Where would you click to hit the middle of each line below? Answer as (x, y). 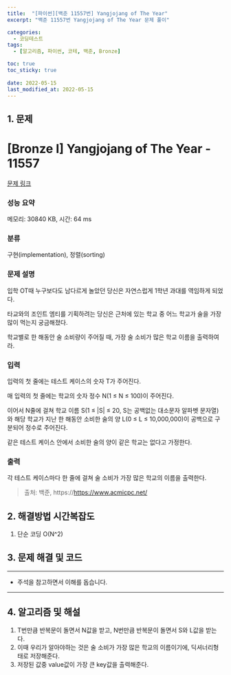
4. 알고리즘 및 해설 (44, 612)
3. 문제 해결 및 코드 (45, 558)
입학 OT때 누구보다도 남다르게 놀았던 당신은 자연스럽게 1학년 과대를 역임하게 (109, 290)
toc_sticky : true (32, 70)
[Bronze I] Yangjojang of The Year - (109, 149)
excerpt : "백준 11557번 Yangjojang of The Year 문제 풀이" (88, 20)
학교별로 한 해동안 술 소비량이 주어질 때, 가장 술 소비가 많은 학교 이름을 (101, 336)
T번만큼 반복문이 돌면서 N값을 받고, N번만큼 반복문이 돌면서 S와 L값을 (111, 630)
